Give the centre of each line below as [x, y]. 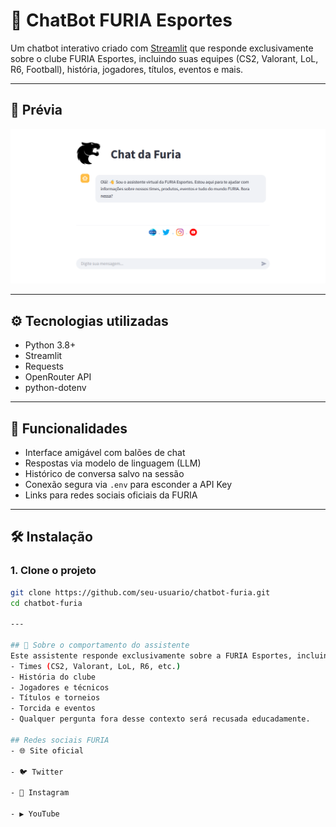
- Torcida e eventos [53, 709]
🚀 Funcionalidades [69, 428]
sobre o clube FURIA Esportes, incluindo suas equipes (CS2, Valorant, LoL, [164, 58]
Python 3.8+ [50, 345]
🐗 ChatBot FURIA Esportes [121, 20]
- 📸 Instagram [40, 793]
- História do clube [53, 677]
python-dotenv [55, 388]
